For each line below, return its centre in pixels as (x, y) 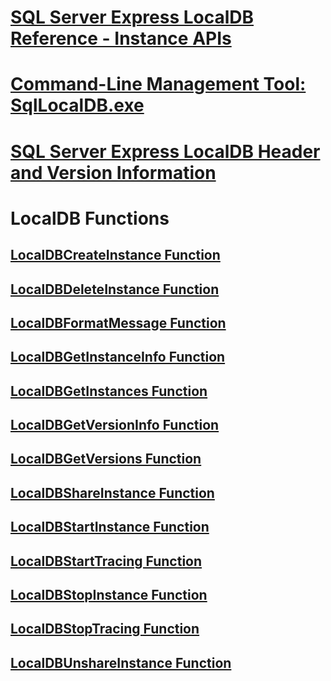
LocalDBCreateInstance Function (115, 255)
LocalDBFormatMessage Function (118, 322)
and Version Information (113, 172)
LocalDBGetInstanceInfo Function (118, 357)
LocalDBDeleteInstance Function (115, 289)
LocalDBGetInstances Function (109, 391)
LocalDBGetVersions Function (106, 459)
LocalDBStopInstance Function (109, 595)
